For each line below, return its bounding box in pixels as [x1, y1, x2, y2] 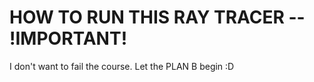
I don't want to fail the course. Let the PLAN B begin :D [9, 60, 235, 72]
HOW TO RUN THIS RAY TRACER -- [9, 6, 306, 29]
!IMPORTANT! [9, 27, 128, 50]
